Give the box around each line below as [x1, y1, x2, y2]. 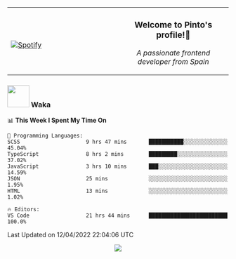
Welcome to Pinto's [134, 20, 213, 31]
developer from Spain [137, 56, 209, 66]
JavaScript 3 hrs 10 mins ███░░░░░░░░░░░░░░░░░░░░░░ [7, 163, 228, 171]
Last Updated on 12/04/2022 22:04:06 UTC [7, 231, 134, 239]
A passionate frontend [136, 48, 211, 58]
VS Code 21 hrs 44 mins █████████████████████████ [7, 212, 228, 220]
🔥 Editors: [7, 206, 40, 213]
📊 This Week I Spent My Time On [7, 116, 107, 125]
